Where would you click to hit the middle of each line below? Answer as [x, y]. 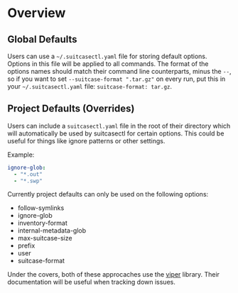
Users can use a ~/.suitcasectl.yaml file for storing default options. [107, 56]
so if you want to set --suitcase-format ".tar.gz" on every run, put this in [117, 79]
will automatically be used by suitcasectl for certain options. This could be [116, 133]
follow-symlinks [41, 208]
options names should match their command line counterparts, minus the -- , [119, 71]
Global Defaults [42, 39]
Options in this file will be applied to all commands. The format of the [108, 64]
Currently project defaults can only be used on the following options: [108, 194]
